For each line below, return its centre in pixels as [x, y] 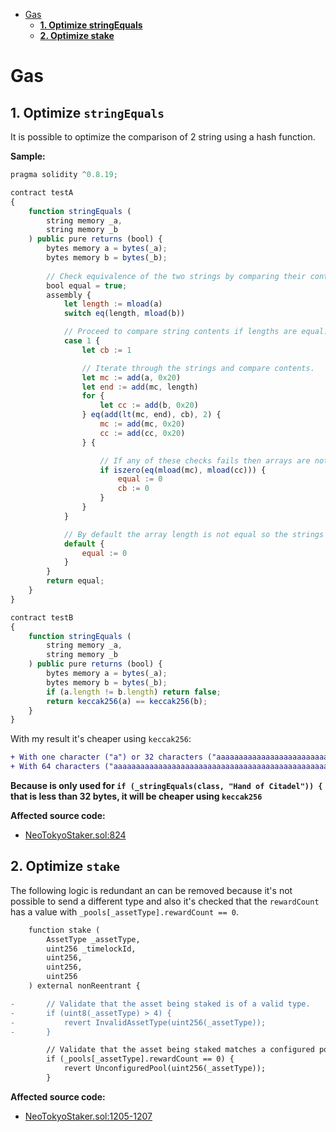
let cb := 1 [106, 350]
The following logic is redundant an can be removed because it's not [151, 890]
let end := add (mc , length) [140, 387]
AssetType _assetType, [93, 939]
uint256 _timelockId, [91, 949]
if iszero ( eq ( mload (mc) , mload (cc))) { [183, 470]
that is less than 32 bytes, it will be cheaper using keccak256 [136, 796]
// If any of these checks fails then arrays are [205, 460]
